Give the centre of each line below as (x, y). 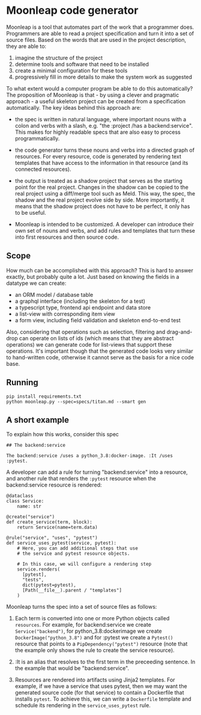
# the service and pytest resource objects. (73, 554)
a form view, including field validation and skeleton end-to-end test (98, 320)
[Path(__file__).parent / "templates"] (72, 591)
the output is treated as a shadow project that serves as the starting (99, 181)
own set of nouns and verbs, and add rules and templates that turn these (105, 230)
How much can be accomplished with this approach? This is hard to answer (100, 270)
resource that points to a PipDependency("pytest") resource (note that (101, 644)
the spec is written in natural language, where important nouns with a (100, 119)
